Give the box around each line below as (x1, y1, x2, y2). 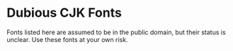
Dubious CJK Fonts (6, 5, 122, 21)
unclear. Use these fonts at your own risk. (6, 35, 128, 43)
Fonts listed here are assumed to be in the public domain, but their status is (6, 28, 226, 36)
